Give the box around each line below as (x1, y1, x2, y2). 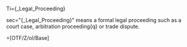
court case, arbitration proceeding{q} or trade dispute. (6, 23, 140, 30)
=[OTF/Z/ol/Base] (6, 35, 49, 41)
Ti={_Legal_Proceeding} (6, 5, 66, 12)
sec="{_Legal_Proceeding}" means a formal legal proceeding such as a (6, 17, 182, 23)
